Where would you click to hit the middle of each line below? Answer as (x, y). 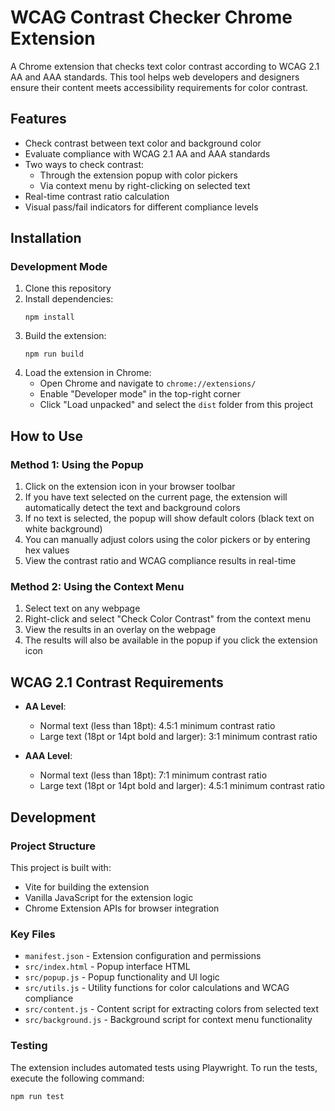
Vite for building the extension (87, 887)
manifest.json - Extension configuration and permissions (143, 956)
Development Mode (59, 267)
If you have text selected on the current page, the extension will (156, 497)
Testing (29, 1046)
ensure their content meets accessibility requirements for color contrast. (159, 87)
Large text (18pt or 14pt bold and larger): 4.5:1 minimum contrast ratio (182, 786)
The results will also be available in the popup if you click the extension (171, 640)
